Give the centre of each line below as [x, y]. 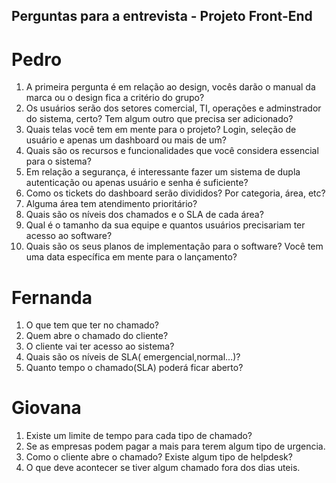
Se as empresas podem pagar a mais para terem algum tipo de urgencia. [175, 446]
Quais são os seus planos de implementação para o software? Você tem [174, 246]
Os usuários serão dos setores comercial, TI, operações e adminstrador [173, 108]
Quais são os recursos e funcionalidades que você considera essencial [172, 151]
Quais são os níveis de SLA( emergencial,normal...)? [133, 357]
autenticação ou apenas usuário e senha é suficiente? [137, 183]
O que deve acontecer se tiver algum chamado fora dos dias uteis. [163, 468]
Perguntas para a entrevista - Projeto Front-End [162, 16]
